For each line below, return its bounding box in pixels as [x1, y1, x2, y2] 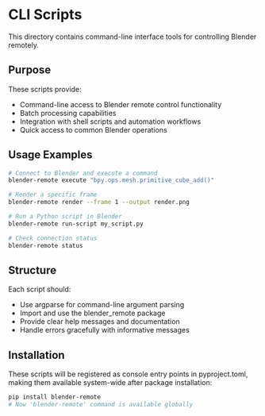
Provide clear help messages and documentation [19, 317, 180, 326]
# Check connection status [8, 234, 98, 242]
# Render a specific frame [8, 191, 98, 199]
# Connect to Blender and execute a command [8, 169, 158, 177]
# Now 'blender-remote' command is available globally [8, 401, 194, 409]
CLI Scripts [8, 6, 83, 24]
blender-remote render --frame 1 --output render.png [8, 198, 190, 206]
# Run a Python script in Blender [8, 213, 123, 221]
